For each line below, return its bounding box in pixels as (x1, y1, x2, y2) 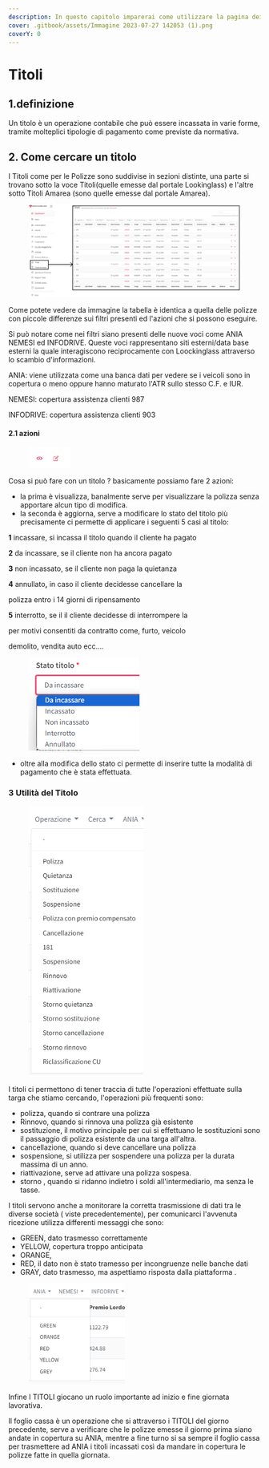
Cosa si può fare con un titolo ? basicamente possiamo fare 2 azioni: (8, 476, 235, 486)
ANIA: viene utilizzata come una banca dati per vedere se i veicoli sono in (8, 370, 251, 380)
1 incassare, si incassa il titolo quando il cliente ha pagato (8, 533, 197, 543)
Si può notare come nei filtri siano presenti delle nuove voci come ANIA (8, 330, 243, 339)
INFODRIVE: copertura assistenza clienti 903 (8, 410, 156, 420)
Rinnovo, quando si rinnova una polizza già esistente (19, 1117, 194, 1126)
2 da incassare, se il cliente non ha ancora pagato (8, 548, 172, 558)
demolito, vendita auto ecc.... (8, 641, 104, 651)
